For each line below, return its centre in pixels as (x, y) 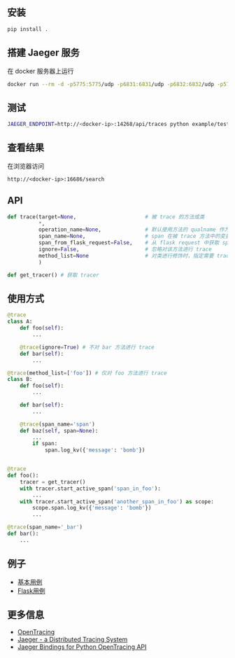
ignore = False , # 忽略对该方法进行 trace (125, 250)
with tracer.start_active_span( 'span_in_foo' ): (90, 489)
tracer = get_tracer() (53, 482)
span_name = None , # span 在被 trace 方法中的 (129, 237)
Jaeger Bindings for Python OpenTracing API (82, 647)
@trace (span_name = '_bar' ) (45, 527)
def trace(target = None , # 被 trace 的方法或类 (106, 217)
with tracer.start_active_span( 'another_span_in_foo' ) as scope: (117, 502)
